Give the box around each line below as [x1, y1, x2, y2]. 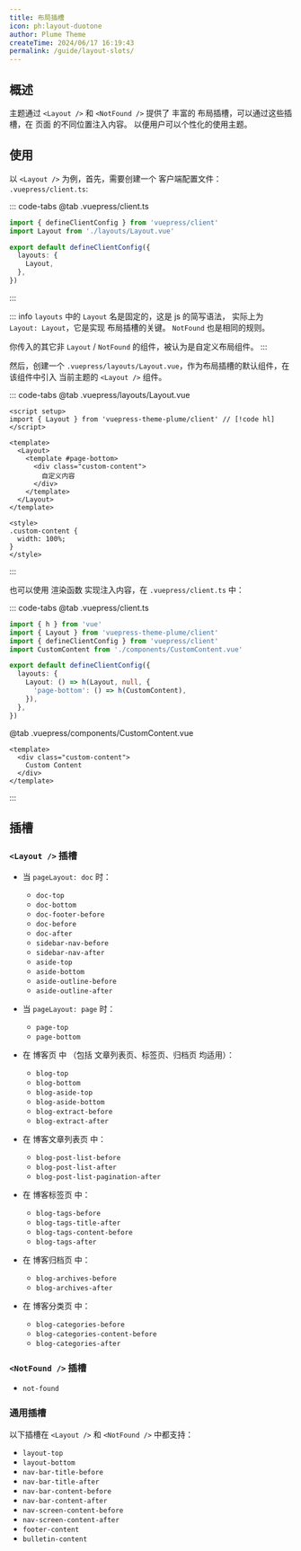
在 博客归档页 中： [22, 1254, 91, 1265]
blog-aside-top [35, 1088, 93, 1097]
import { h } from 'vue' [9, 619, 102, 629]
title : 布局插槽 [9, 13, 65, 22]
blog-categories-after [35, 1340, 121, 1349]
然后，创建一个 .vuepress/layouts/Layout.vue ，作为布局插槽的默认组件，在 [9, 360, 290, 371]
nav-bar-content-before [22, 1486, 112, 1496]
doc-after [35, 929, 74, 939]
